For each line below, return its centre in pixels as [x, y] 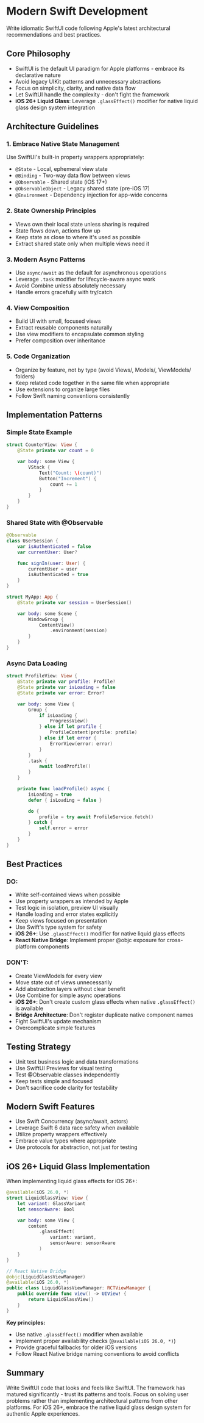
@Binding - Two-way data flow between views [72, 176]
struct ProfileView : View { [42, 676]
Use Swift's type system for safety [58, 927]
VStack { [39, 467]
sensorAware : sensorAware [83, 1243]
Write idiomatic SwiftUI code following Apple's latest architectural [88, 28]
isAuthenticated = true [58, 575]
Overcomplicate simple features [55, 1028]
